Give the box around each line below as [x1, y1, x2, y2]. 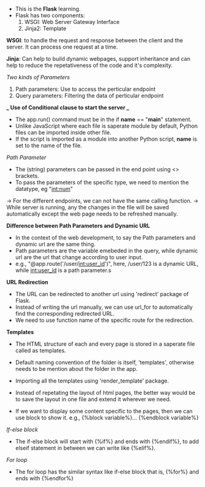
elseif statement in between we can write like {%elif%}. [15, 445, 156, 451]
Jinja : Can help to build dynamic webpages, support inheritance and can [6, 55, 190, 62]
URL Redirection [6, 279, 48, 286]
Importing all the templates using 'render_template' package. [15, 377, 169, 384]
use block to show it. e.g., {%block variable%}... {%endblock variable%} [15, 414, 199, 421]
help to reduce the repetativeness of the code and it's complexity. [6, 61, 173, 69]
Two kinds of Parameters [6, 74, 71, 80]
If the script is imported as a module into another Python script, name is [15, 135, 198, 142]
